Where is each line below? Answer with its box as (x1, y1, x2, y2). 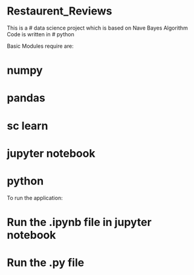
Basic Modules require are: (7, 42, 74, 50)
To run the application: (7, 194, 63, 201)
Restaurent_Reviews (7, 4, 112, 18)
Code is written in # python (7, 30, 74, 37)
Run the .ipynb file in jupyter (7, 215, 152, 229)
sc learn (7, 119, 48, 132)
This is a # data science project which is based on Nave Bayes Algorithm (7, 24, 188, 31)
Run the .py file (7, 256, 85, 270)
